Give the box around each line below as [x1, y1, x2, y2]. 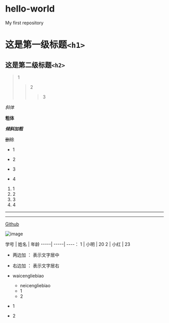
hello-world [5, 3, 55, 15]
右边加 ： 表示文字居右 [12, 262, 59, 268]
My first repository [5, 20, 44, 26]
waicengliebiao [12, 273, 44, 279]
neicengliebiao [20, 282, 51, 288]
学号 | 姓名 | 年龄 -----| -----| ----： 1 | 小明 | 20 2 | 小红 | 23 [5, 241, 131, 247]
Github [5, 221, 19, 227]
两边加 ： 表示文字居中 [12, 252, 59, 258]
